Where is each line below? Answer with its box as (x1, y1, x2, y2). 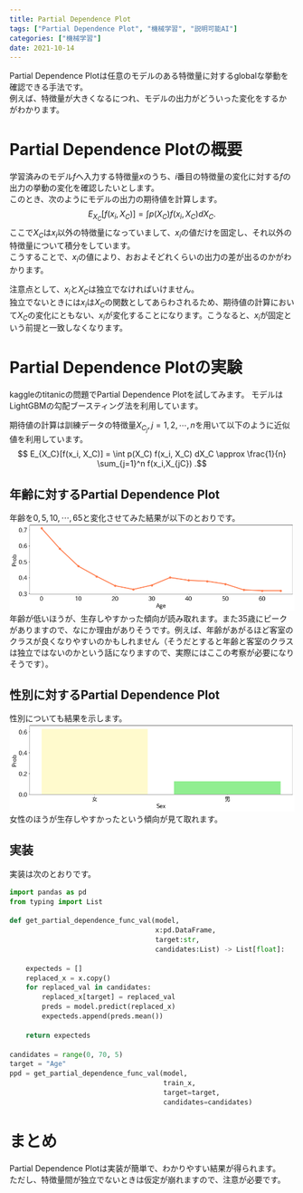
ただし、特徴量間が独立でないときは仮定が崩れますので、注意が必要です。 (9, 1174, 287, 1185)
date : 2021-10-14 (9, 43, 75, 53)
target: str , (155, 936, 201, 945)
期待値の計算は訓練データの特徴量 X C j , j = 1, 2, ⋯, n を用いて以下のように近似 (9, 419, 290, 434)
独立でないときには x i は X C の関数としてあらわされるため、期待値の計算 (9, 296, 271, 310)
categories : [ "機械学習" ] (9, 34, 102, 43)
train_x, (163, 1079, 196, 1088)
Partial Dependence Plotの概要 (9, 140, 242, 160)
